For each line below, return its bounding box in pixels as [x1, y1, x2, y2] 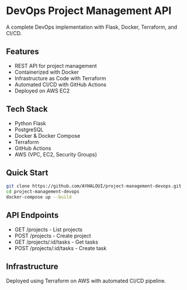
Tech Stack [6, 104, 48, 114]
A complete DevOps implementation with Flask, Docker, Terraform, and [6, 23, 177, 30]
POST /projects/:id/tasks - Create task [14, 244, 107, 251]
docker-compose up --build [6, 195, 72, 200]
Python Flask [14, 120, 46, 127]
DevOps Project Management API [6, 4, 172, 18]
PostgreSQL [14, 126, 44, 133]
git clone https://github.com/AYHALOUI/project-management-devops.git [6, 183, 182, 189]
